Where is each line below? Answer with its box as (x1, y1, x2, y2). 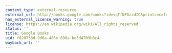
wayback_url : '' (5, 40, 40, 45)
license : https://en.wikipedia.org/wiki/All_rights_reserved (5, 21, 139, 27)
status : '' (5, 26, 29, 31)
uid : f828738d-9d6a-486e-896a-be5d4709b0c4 (5, 36, 100, 41)
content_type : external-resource (5, 7, 77, 13)
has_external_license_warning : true (5, 17, 83, 22)
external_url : (5, 12, 36, 17)
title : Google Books (5, 31, 50, 36)
